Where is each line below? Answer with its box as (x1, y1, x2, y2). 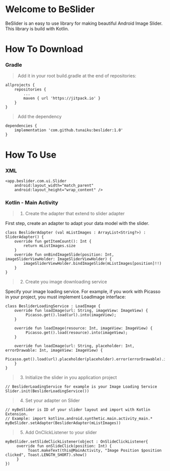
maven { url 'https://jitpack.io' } (23, 96, 101, 101)
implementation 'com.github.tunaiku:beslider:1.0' (14, 128, 123, 133)
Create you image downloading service (25, 279, 107, 285)
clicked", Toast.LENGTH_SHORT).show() (5, 452, 87, 458)
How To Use (5, 149, 57, 160)
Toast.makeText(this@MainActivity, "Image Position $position (27, 448, 162, 453)
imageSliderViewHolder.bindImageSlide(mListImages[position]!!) (23, 261, 162, 266)
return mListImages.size (23, 244, 76, 249)
